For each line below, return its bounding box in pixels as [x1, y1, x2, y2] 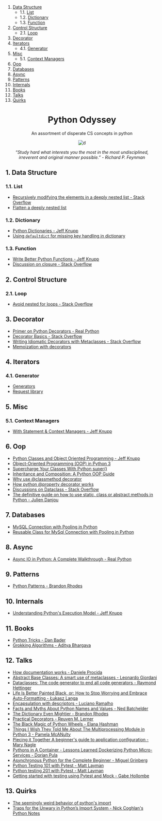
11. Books [5, 624, 34, 633]
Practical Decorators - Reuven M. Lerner [12, 716, 94, 722]
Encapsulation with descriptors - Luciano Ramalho [12, 700, 113, 706]
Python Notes [12, 810, 40, 816]
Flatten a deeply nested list [12, 205, 67, 210]
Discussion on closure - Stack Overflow [12, 261, 92, 267]
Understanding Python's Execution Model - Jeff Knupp [12, 610, 123, 616]
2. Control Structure [5, 275, 67, 284]
